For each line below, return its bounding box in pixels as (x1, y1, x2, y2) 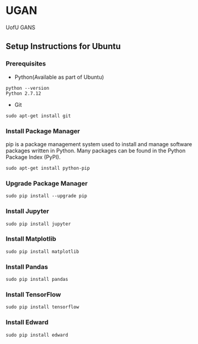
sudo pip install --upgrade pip (5, 193, 87, 199)
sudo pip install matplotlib (5, 248, 79, 255)
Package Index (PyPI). (5, 153, 61, 161)
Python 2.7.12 (5, 90, 42, 96)
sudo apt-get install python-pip (5, 165, 90, 171)
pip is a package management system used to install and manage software (5, 140, 193, 147)
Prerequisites (5, 59, 46, 68)
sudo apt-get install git (5, 113, 71, 119)
